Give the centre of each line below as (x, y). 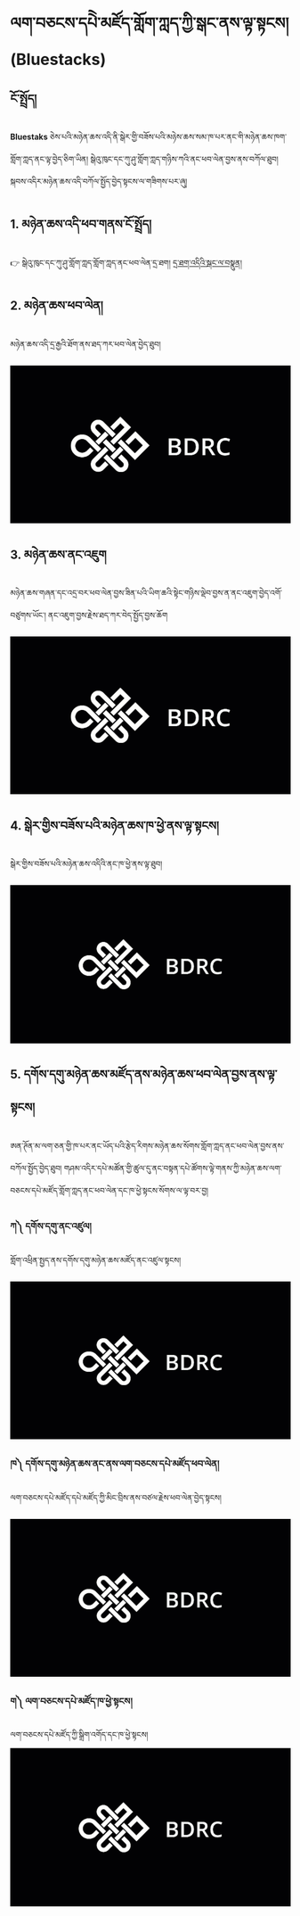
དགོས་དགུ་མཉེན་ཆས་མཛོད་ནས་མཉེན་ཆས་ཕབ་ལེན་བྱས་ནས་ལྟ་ (150, 1074)
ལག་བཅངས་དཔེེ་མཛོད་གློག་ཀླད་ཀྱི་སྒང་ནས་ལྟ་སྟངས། (150, 24)
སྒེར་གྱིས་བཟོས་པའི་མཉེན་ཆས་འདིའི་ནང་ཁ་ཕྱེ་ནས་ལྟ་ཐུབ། (86, 864)
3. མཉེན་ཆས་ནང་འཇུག (59, 554)
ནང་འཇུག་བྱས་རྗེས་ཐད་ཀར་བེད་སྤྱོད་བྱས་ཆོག (108, 615)
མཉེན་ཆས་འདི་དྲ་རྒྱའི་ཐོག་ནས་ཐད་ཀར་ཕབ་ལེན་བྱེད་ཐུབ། (85, 343)
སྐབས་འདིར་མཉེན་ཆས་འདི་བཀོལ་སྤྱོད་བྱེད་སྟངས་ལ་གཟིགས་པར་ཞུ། (99, 181)
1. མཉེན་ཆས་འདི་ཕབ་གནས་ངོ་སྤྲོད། (81, 224)
